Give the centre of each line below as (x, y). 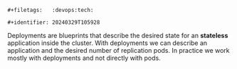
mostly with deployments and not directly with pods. (84, 58)
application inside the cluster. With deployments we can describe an (107, 43)
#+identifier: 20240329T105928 (54, 23)
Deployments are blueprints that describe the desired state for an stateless (118, 36)
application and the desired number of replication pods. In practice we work (118, 50)
